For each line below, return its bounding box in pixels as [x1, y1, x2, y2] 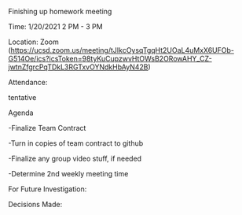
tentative [8, 93, 37, 102]
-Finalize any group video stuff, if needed [8, 154, 142, 163]
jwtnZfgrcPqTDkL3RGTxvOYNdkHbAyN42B [8, 62, 148, 72]
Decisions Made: [8, 200, 63, 209]
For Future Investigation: [8, 184, 87, 194]
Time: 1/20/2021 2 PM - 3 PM [8, 22, 104, 31]
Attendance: [8, 78, 48, 87]
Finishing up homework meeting [8, 7, 112, 16]
